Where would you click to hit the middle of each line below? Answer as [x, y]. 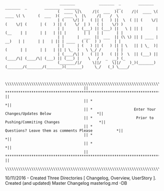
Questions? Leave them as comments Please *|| [64, 131]
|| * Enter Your [120, 109]
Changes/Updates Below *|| [54, 114]
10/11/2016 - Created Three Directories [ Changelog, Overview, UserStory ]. [81, 178]
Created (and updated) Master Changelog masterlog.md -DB [66, 183]
